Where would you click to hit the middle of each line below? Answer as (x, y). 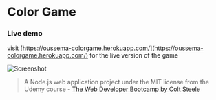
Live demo (25, 34)
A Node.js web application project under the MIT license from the (117, 82)
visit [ (15, 48)
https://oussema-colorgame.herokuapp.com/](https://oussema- (113, 48)
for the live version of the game (134, 55)
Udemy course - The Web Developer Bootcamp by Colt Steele (112, 89)
